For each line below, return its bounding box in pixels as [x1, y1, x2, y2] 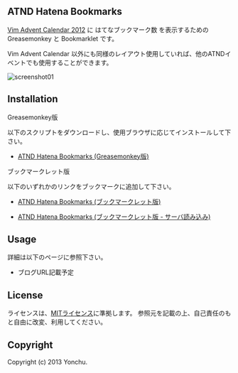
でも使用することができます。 [26, 58, 113, 67]
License [7, 289, 43, 301]
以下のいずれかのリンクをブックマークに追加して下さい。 [7, 182, 175, 190]
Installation [7, 93, 58, 105]
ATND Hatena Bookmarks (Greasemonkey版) [17, 152, 149, 161]
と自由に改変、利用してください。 [7, 318, 107, 326]
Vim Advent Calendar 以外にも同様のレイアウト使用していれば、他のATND [7, 49, 225, 58]
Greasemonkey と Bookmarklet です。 [7, 34, 119, 43]
